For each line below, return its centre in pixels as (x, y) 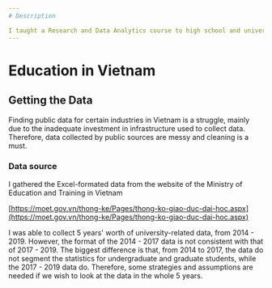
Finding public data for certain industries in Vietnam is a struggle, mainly (129, 120)
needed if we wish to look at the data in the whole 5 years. (106, 275)
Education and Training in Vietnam (66, 193)
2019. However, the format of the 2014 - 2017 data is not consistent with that (136, 241)
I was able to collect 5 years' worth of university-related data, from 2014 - (132, 232)
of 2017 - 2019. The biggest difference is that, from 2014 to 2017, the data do (136, 250)
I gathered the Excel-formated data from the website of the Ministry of (125, 184)
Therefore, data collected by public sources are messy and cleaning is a (129, 137)
